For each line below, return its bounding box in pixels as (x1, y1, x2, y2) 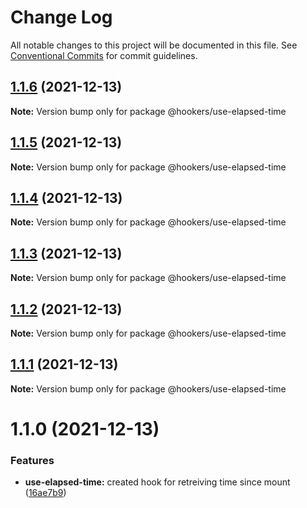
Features (10, 453, 55, 467)
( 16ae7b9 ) (24, 487, 67, 499)
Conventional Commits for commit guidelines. (10, 49, 198, 61)
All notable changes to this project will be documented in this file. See (10, 39, 298, 51)
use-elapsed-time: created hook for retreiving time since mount (24, 476, 291, 488)
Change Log (10, 6, 113, 29)
